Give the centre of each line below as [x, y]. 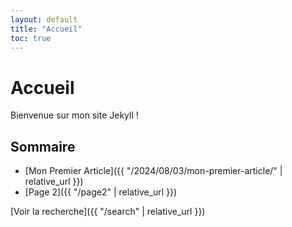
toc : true [31, 38]
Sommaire [43, 146]
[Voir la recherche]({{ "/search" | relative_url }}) [108, 212]
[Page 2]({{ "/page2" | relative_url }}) [101, 192]
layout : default [44, 19]
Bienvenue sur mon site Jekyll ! [74, 115]
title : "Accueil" [46, 29]
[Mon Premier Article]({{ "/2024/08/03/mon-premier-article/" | [153, 171]
